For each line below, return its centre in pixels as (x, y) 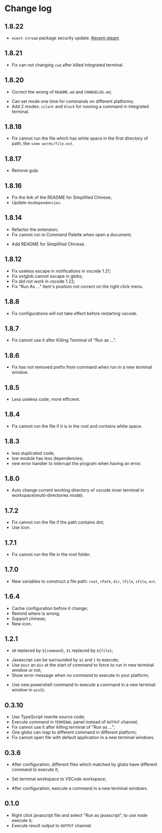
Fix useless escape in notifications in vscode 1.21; (61, 271)
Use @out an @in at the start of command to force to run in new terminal (83, 665)
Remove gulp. (25, 171)
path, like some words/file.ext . (42, 144)
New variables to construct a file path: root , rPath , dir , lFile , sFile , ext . (84, 581)
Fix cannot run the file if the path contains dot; (58, 522)
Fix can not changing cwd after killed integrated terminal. (68, 65)
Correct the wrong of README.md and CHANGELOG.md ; (62, 92)
